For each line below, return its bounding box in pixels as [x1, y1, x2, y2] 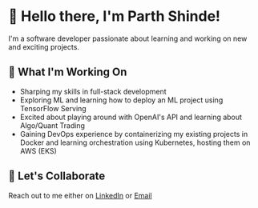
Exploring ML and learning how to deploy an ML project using [19, 95, 224, 105]
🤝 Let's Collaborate [8, 170, 106, 183]
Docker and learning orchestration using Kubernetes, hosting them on [19, 138, 251, 147]
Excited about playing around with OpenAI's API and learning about [19, 112, 243, 122]
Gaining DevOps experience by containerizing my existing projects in [19, 129, 248, 138]
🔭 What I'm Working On [8, 66, 127, 79]
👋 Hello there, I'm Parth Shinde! [8, 7, 221, 26]
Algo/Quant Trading [19, 120, 86, 130]
